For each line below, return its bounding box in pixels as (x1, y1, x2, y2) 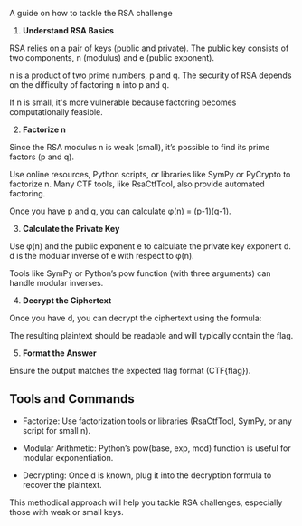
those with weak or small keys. (9, 506, 124, 517)
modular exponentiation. (22, 452, 114, 463)
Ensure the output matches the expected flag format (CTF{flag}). (9, 366, 251, 376)
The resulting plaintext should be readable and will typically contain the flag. (9, 330, 294, 340)
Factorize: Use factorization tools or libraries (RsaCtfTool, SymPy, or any (22, 416, 292, 426)
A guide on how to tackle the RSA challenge (9, 8, 174, 18)
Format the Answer (22, 348, 97, 359)
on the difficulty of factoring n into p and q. (9, 80, 170, 90)
